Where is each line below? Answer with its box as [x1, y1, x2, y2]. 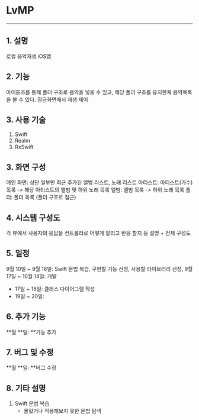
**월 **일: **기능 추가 [6, 328, 57, 335]
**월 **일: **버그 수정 [6, 364, 57, 371]
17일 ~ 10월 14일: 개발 [6, 273, 57, 280]
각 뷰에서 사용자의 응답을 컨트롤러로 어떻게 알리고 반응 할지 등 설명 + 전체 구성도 [6, 230, 191, 237]
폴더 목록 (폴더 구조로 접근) [14, 193, 76, 201]
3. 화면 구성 [6, 162, 46, 172]
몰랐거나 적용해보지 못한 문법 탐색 [23, 408, 102, 415]
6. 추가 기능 [6, 312, 46, 322]
